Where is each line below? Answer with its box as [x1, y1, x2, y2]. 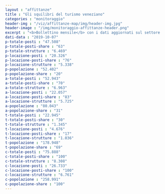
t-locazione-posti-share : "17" [5, 131, 72, 136]
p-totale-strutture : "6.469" [5, 48, 68, 53]
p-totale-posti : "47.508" [5, 39, 61, 44]
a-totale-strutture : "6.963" [5, 85, 68, 90]
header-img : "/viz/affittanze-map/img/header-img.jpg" [5, 21, 123, 26]
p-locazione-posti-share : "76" [5, 58, 72, 63]
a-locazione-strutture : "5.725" [5, 99, 74, 104]
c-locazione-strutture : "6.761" [5, 172, 74, 178]
